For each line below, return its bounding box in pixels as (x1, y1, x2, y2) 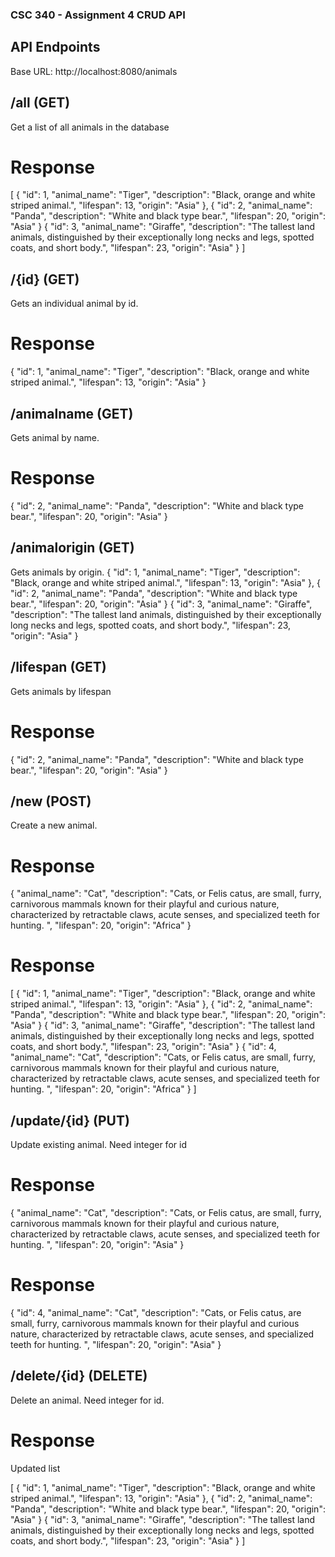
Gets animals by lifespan (10, 685, 112, 697)
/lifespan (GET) (10, 659, 107, 676)
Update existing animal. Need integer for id (10, 1139, 187, 1151)
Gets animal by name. (10, 432, 100, 444)
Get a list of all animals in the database (10, 121, 170, 133)
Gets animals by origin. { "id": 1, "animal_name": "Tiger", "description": (10, 566, 301, 578)
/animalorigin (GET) (10, 539, 135, 557)
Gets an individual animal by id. (10, 298, 139, 310)
